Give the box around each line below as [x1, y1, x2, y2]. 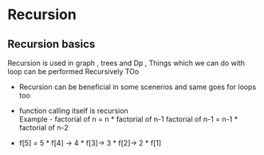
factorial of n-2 [18, 123, 69, 132]
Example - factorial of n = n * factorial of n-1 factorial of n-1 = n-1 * [18, 114, 238, 124]
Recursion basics [7, 37, 96, 51]
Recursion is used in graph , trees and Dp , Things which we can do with [7, 58, 245, 68]
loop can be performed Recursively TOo [7, 67, 140, 76]
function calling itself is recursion [18, 106, 128, 115]
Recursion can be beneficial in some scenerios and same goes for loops [18, 82, 257, 91]
